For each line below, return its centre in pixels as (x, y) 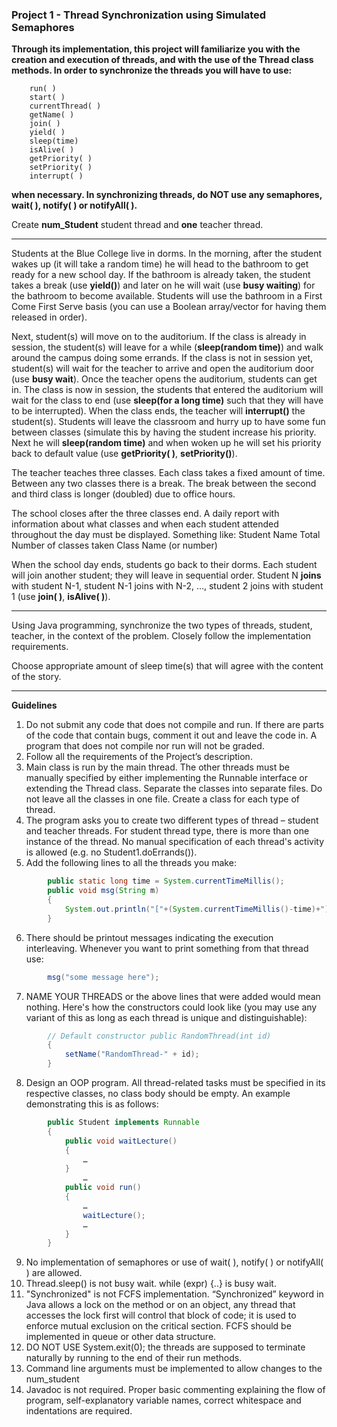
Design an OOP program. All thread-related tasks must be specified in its (175, 1083)
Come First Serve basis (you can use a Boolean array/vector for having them (169, 307)
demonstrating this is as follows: (92, 1104)
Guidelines (34, 705)
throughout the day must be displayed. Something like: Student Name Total (166, 535)
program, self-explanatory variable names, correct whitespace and (163, 1400)
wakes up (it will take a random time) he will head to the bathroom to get (160, 264)
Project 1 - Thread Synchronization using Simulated (139, 15)
